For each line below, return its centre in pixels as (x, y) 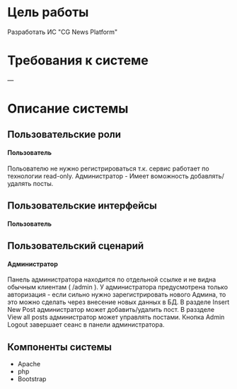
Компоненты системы (59, 347)
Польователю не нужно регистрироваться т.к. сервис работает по (109, 168)
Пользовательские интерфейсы (82, 206)
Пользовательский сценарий (76, 246)
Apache (29, 364)
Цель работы (48, 12)
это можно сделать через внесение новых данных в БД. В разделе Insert (118, 302)
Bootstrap (32, 379)
